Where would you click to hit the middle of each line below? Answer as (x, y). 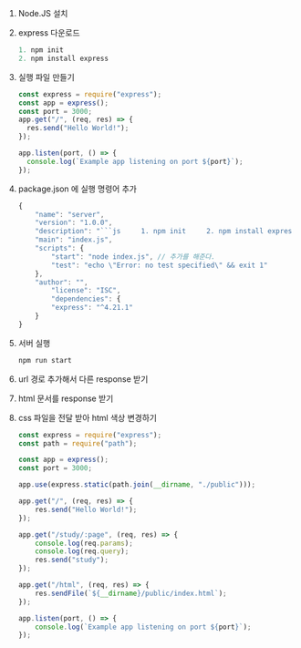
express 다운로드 (49, 33)
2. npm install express (63, 58)
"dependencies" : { (86, 299)
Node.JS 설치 (43, 13)
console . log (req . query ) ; (82, 551)
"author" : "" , (62, 282)
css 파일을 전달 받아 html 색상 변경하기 (88, 417)
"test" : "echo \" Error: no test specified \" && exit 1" (160, 265)
